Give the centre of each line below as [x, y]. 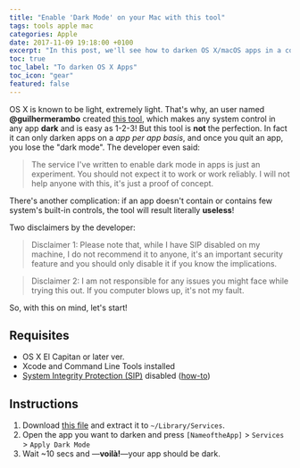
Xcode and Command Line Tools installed [99, 366]
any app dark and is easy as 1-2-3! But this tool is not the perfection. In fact [148, 128]
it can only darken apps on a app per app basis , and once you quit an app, [146, 137]
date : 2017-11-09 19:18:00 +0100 [71, 42]
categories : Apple [43, 34]
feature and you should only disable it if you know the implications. [154, 263]
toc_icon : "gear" [42, 76]
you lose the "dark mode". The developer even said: [105, 147]
